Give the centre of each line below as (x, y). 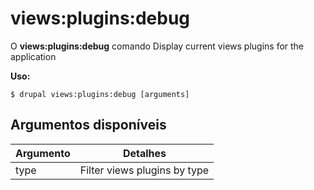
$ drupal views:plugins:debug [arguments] (100, 94)
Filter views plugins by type (144, 170)
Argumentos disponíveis (88, 125)
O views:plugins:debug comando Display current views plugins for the (157, 46)
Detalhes (144, 153)
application (33, 56)
